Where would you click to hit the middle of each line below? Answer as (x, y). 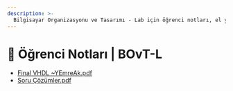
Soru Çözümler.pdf (44, 81)
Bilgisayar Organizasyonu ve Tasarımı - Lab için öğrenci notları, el (118, 20)
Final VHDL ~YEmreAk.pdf (54, 73)
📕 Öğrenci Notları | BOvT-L (85, 54)
